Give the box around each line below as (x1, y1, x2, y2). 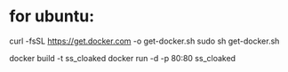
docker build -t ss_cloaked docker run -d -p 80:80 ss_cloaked (9, 52, 236, 63)
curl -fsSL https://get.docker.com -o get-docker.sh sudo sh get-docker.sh (9, 36, 280, 46)
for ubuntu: (9, 6, 95, 27)
